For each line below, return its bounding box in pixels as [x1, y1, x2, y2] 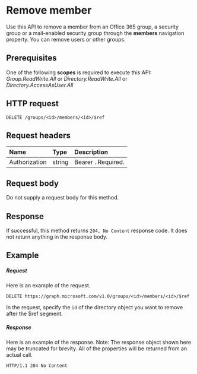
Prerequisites [6, 53, 57, 63]
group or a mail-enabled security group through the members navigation [6, 29, 185, 36]
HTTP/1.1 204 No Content [6, 363, 68, 369]
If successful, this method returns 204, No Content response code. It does [6, 227, 188, 234]
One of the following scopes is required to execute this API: [6, 69, 152, 76]
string [52, 158, 69, 166]
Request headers [6, 130, 71, 140]
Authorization [9, 158, 47, 166]
